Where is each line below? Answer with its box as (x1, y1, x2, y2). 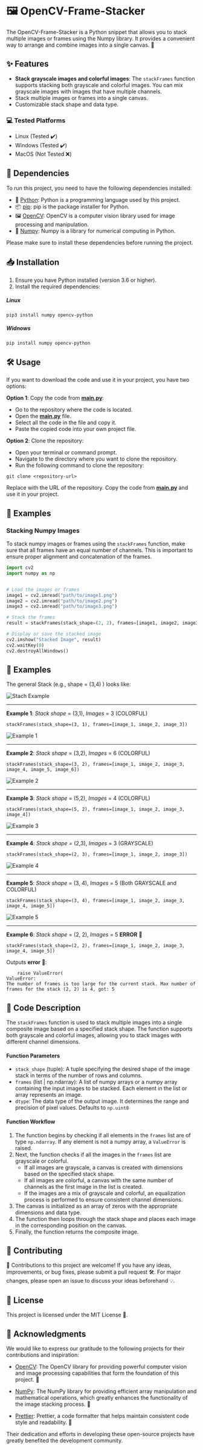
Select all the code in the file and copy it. (14, 419, 117, 427)
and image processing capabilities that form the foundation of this (14, 1369, 179, 1377)
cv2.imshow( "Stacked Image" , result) (6, 636, 101, 642)
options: (6, 382, 27, 390)
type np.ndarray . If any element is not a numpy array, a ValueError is (14, 1138, 186, 1145)
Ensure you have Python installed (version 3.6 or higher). (14, 276, 157, 284)
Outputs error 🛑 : (6, 959, 47, 966)
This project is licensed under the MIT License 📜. (6, 1311, 128, 1319)
